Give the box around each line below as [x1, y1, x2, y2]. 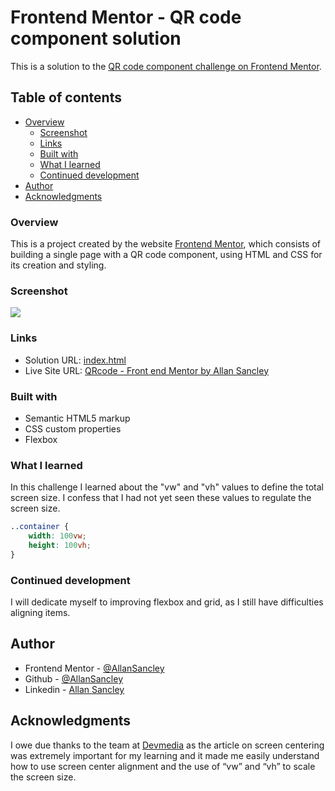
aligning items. [10, 607, 71, 619]
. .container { [10, 522, 70, 532]
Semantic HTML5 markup [24, 412, 131, 424]
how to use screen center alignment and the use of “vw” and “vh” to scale [10, 760, 316, 772]
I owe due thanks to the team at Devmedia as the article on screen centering [10, 739, 325, 751]
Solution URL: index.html [24, 354, 127, 366]
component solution [10, 27, 182, 50]
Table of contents [10, 89, 122, 106]
